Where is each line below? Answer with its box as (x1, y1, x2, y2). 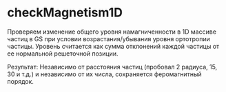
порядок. (7, 77, 34, 85)
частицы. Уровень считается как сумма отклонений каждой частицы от (7, 42, 220, 50)
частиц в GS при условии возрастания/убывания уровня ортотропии (7, 34, 210, 43)
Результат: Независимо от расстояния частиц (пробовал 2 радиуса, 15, (7, 62, 218, 71)
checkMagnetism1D (7, 5, 123, 21)
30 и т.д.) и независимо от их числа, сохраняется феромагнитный (7, 70, 202, 78)
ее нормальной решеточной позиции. (7, 49, 119, 58)
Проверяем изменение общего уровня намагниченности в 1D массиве (7, 27, 217, 36)
